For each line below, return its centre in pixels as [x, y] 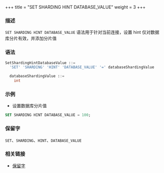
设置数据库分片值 [29, 106]
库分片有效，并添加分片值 [31, 38]
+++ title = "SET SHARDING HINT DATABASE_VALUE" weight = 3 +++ [75, 7]
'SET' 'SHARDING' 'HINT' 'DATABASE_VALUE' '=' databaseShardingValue [82, 67]
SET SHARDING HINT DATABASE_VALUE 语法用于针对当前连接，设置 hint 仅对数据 [82, 32]
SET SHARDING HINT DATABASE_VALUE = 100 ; [48, 115]
